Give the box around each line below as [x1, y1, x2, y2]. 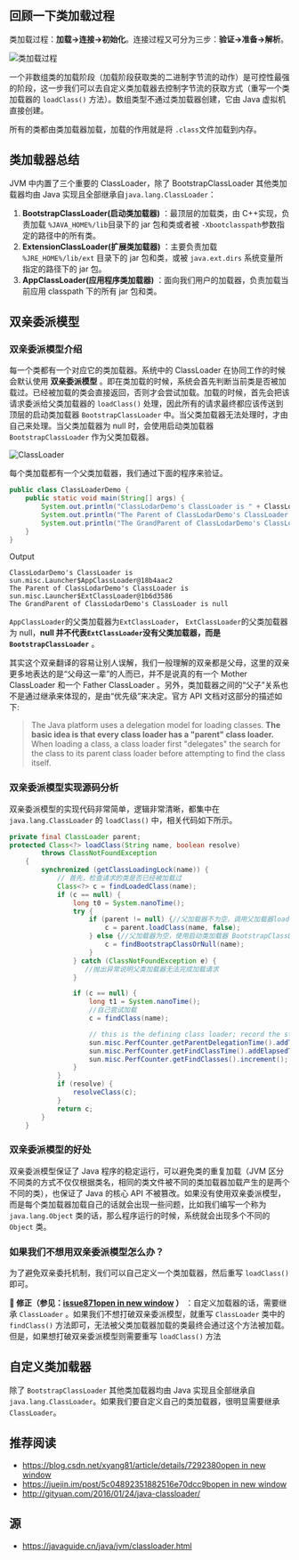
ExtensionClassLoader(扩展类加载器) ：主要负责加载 [21, 241, 218, 252]
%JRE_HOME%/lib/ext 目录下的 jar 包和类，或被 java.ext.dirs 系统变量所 [21, 252, 283, 263]
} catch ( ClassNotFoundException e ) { [72, 956, 217, 966]
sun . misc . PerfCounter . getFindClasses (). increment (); [88, 1055, 289, 1063]
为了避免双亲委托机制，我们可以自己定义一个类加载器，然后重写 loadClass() [9, 1267, 289, 1279]
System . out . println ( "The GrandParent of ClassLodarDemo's [41, 519, 261, 528]
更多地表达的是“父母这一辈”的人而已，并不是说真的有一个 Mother [9, 668, 247, 679]
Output [9, 551, 35, 562]
